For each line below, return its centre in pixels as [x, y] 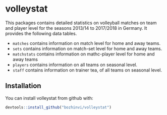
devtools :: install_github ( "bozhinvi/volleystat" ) [59, 107]
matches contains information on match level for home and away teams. [86, 43]
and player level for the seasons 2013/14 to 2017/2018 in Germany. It [76, 28]
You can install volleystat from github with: [49, 98]
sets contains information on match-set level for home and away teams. [87, 48]
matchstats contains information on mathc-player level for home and [83, 54]
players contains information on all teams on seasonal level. [75, 65]
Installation [23, 86]
